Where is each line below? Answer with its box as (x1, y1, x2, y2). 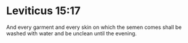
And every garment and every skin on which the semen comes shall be (6, 24, 182, 31)
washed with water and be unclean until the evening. (6, 29, 137, 37)
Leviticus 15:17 (6, 4, 81, 18)
